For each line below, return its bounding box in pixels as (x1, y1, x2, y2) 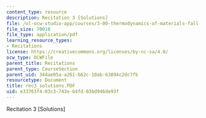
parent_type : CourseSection (6, 65, 78, 72)
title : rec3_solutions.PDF (6, 83, 75, 89)
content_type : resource (6, 9, 67, 15)
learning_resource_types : (6, 37, 72, 43)
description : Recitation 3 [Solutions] (6, 15, 109, 21)
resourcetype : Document (6, 77, 67, 83)
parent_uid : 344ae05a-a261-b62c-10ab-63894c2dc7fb (6, 72, 139, 78)
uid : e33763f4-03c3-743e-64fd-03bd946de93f (6, 89, 120, 95)
